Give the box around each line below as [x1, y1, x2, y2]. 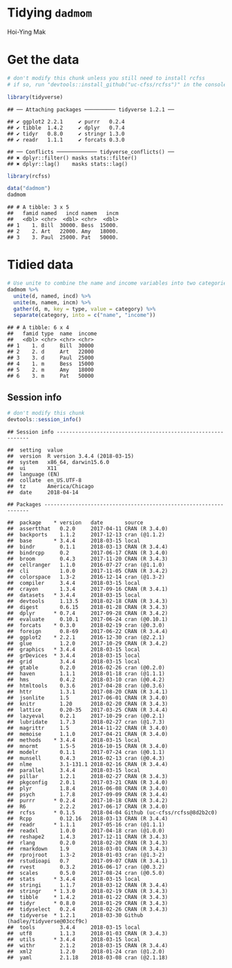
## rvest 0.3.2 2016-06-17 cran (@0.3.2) [7, 863, 166, 871]
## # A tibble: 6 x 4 [7, 325, 70, 331]
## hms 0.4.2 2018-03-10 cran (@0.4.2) [7, 676, 166, 683]
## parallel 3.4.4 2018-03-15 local [7, 766, 140, 774]
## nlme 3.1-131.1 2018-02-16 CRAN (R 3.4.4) [7, 761, 168, 768]
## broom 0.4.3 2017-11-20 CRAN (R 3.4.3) [7, 555, 168, 562]
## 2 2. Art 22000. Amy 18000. [7, 228, 119, 235]
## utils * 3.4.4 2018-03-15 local [7, 936, 140, 943]
